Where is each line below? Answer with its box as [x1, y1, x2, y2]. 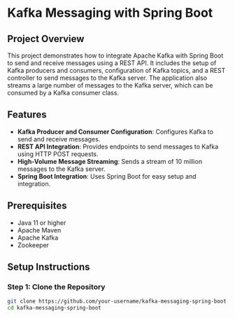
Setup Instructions [7, 261, 90, 273]
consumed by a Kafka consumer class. [7, 89, 120, 97]
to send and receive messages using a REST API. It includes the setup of [7, 59, 217, 67]
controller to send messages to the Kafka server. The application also [7, 74, 208, 82]
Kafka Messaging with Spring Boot [7, 5, 213, 21]
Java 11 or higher [17, 219, 66, 227]
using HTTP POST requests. [17, 149, 99, 158]
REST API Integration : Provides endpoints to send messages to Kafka [17, 142, 219, 151]
